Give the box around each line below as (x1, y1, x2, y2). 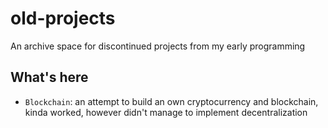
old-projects (10, 7, 116, 30)
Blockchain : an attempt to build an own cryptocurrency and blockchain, (24, 95, 319, 107)
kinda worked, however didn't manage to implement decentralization (24, 106, 308, 118)
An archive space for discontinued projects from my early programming (10, 40, 306, 52)
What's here (10, 69, 89, 86)
